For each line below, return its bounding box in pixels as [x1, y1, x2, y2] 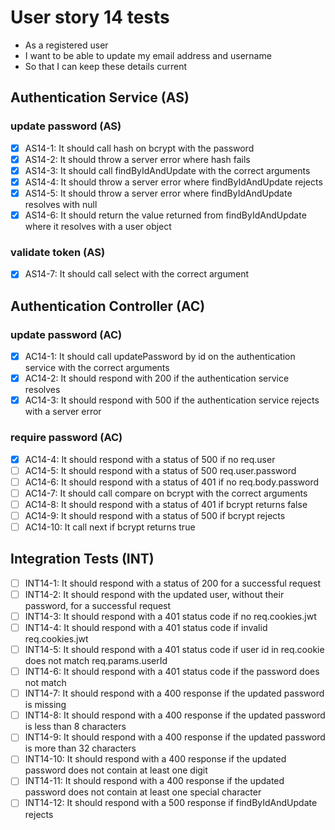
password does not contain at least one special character [24, 786, 262, 798]
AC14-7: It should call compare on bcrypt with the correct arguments [24, 487, 308, 499]
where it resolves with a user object [24, 221, 172, 232]
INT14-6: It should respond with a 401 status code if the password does [24, 666, 320, 678]
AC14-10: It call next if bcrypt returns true [24, 521, 196, 533]
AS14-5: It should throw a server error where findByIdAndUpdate [24, 187, 293, 199]
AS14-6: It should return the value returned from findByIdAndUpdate [24, 209, 307, 221]
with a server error [24, 406, 102, 418]
